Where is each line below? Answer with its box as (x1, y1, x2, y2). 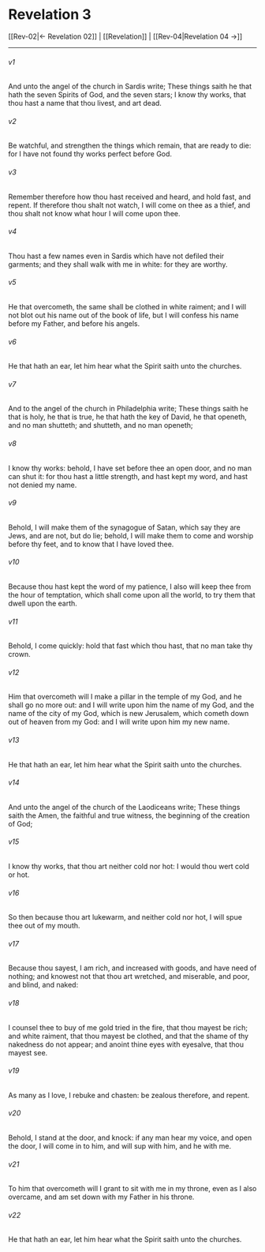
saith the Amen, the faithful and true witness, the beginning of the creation (8, 811, 250, 820)
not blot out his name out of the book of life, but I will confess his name (8, 310, 239, 320)
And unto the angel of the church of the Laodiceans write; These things (8, 802, 241, 812)
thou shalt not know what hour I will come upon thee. (8, 208, 181, 218)
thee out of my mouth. (8, 921, 80, 931)
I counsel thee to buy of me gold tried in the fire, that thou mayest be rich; (8, 1022, 248, 1032)
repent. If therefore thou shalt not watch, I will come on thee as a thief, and (8, 200, 251, 210)
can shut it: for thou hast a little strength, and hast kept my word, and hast (8, 471, 248, 481)
